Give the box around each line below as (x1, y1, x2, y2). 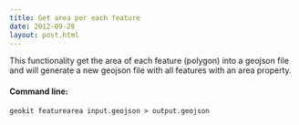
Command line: (9, 86, 68, 97)
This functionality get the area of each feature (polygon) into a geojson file (9, 56, 290, 67)
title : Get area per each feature (9, 13, 141, 23)
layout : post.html (9, 30, 79, 39)
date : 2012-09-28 (9, 22, 76, 31)
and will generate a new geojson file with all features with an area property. (9, 65, 292, 76)
